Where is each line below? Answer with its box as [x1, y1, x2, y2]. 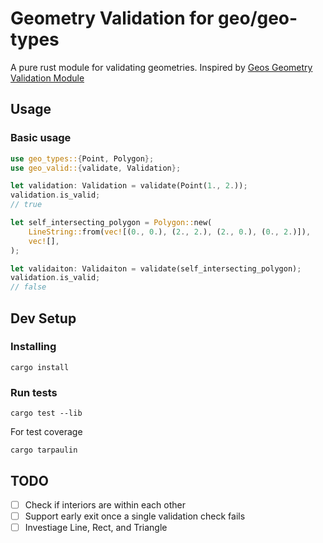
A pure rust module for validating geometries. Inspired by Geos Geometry [10, 61, 313, 73]
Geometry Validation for [10, 7, 215, 30]
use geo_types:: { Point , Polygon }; [10, 153, 155, 164]
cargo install [10, 362, 70, 372]
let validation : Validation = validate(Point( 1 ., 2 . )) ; [10, 181, 248, 191]
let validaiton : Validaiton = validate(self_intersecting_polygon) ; [10, 263, 302, 274]
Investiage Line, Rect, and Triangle [24, 522, 168, 534]
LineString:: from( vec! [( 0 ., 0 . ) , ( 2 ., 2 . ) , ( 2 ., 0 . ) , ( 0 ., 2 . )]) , [28, 227, 312, 237]
